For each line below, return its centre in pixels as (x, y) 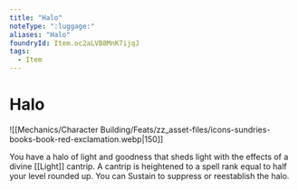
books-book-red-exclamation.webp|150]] (87, 139)
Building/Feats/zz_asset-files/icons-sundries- (185, 129)
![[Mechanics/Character (54, 129)
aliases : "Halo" (40, 34)
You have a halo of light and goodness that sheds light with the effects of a (149, 157)
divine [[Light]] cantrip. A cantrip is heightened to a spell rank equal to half (148, 166)
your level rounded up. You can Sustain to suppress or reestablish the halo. (149, 176)
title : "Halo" (36, 18)
